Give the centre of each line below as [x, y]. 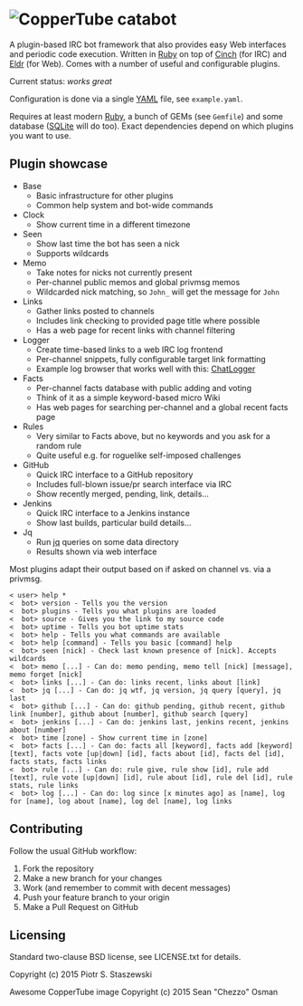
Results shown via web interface [96, 551]
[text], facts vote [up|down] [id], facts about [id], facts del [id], [147, 753]
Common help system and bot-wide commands [125, 205]
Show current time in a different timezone [113, 224]
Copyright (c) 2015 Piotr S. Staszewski [80, 974]
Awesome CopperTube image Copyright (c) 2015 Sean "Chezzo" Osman [144, 992]
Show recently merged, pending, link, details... [123, 493]
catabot [147, 19]
